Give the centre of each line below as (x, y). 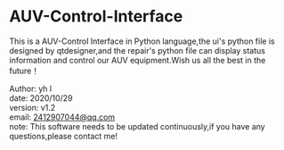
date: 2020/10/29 (41, 98)
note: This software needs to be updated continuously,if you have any (137, 126)
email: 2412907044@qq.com (62, 117)
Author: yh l (30, 88)
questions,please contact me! (64, 136)
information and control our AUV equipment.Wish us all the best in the (138, 60)
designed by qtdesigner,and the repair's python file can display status (137, 50)
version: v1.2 (32, 107)
